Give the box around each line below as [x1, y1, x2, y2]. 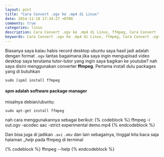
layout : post [5, 7, 32, 12]
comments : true [5, 20, 36, 26]
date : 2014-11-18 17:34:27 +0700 [5, 16, 73, 21]
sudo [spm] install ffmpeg [5, 78, 60, 83]
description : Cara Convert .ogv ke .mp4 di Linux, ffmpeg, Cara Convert [5, 30, 156, 35]
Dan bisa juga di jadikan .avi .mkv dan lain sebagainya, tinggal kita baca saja [5, 132, 159, 137]
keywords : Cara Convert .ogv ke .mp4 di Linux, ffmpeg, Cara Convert [5, 35, 150, 39]
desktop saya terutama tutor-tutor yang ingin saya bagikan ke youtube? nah [5, 58, 158, 64]
